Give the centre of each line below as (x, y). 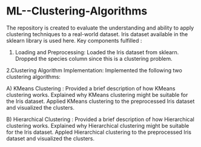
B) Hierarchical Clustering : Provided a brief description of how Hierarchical (100, 119)
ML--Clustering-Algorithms (77, 11)
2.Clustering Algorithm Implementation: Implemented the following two (94, 70)
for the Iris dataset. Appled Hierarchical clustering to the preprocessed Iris (99, 132)
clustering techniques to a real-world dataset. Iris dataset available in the (97, 34)
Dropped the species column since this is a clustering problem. (94, 58)
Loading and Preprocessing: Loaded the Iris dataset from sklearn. (97, 52)
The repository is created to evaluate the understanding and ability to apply (100, 28)
